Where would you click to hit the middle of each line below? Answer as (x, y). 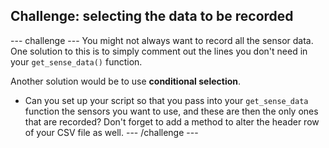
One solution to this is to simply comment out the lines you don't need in (159, 51)
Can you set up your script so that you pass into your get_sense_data (166, 100)
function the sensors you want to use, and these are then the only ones (171, 111)
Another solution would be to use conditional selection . (126, 81)
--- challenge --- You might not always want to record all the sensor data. (162, 40)
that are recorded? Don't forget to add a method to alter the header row (172, 121)
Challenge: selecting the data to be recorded (152, 16)
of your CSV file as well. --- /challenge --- (111, 132)
